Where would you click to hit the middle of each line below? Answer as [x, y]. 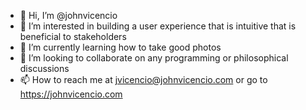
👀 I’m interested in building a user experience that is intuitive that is [158, 26]
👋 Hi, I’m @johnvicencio [68, 15]
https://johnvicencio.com [71, 94]
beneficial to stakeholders [73, 36]
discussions [44, 68]
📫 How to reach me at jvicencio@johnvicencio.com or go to [143, 79]
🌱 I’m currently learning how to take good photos [120, 47]
